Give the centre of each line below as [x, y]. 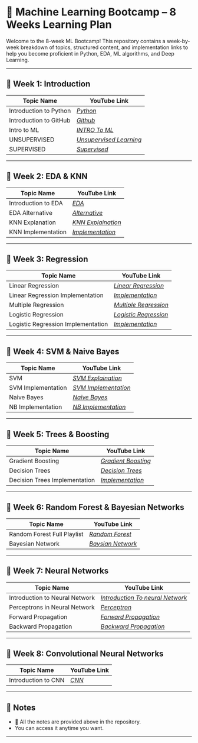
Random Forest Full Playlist [46, 534]
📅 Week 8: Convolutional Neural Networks [85, 654]
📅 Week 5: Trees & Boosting [58, 434]
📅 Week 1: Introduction [48, 84]
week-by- [179, 41]
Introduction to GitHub [40, 120]
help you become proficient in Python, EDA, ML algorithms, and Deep [90, 53]
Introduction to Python [40, 111]
